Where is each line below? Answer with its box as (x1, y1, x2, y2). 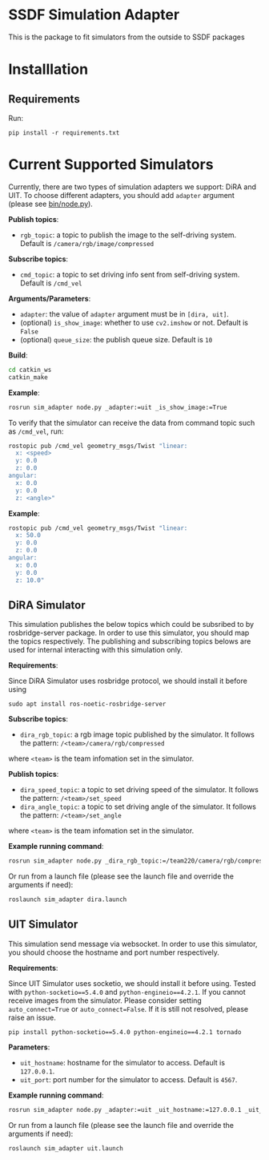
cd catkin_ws (8, 366, 52, 374)
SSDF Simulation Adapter (8, 6, 180, 24)
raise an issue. (8, 1012, 56, 1022)
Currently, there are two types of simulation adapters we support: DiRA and (8, 182, 257, 192)
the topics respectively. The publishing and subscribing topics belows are (8, 637, 251, 646)
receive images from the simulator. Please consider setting (8, 996, 202, 1005)
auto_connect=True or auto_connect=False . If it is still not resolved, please (8, 1004, 249, 1013)
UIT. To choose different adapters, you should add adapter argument (8, 190, 235, 200)
